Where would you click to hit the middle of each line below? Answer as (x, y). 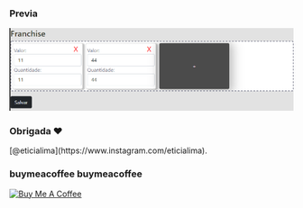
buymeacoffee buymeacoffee (76, 174)
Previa (24, 14)
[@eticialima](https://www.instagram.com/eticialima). (108, 150)
